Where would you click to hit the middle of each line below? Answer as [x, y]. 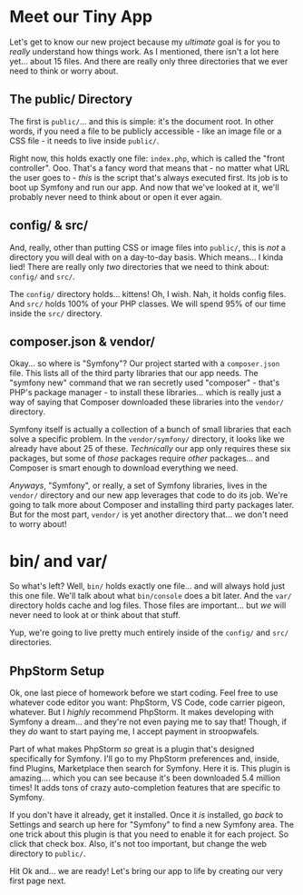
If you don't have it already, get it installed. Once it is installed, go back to [147, 815]
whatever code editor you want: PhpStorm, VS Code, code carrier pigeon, [147, 702]
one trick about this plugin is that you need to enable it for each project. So [149, 834]
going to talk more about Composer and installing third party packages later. [152, 505]
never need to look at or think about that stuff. [95, 615]
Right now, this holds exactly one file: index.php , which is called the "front [147, 158]
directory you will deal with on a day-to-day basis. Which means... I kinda [147, 257]
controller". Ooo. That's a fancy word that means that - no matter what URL [150, 168]
